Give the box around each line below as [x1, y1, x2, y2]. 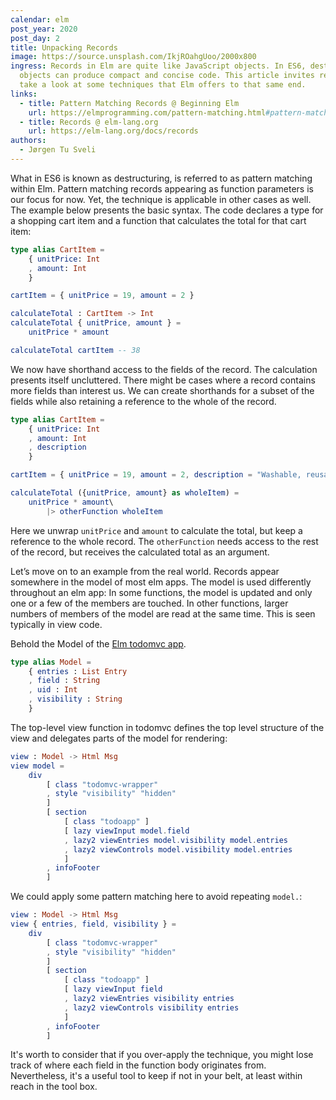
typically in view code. [10, 618, 103, 630]
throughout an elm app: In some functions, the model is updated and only [10, 586, 313, 598]
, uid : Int [28, 685, 78, 695]
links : [10, 89, 38, 99]
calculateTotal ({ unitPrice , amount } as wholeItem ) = [10, 488, 240, 498]
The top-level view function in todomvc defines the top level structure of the [10, 721, 325, 733]
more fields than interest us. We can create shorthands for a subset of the [10, 384, 315, 396]
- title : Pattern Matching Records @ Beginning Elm [19, 98, 240, 108]
